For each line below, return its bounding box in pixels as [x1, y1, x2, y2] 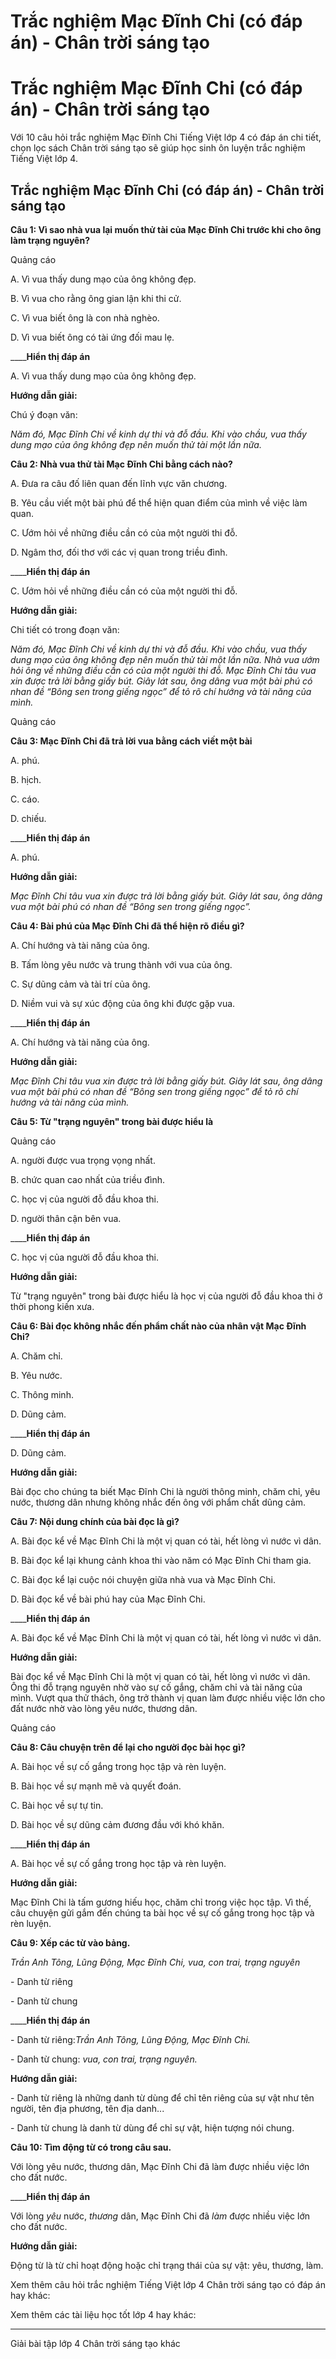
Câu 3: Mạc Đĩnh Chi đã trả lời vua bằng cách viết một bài [10, 735, 253, 747]
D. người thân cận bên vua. [10, 1212, 122, 1224]
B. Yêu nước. [10, 1369, 63, 1381]
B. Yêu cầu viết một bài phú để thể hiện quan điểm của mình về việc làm [10, 496, 308, 509]
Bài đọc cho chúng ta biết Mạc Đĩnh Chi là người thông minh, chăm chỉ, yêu [10, 1485, 321, 1497]
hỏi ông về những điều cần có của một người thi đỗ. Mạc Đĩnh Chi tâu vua [10, 664, 317, 676]
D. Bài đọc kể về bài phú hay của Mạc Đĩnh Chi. [10, 1593, 206, 1605]
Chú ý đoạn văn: [10, 408, 78, 420]
